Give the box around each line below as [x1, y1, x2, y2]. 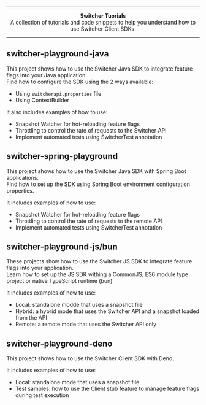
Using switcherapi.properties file [15, 90, 102, 97]
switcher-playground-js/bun [6, 242, 118, 252]
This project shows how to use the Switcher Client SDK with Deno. [6, 355, 174, 362]
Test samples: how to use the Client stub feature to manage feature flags [15, 385, 199, 393]
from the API [15, 314, 47, 322]
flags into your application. [6, 264, 74, 272]
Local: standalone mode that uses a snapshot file [15, 379, 140, 386]
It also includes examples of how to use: [6, 108, 108, 115]
